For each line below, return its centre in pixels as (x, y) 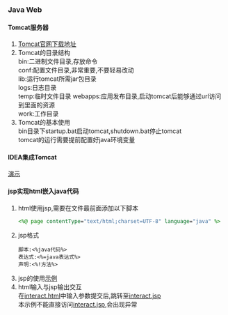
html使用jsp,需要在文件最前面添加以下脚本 (78, 208)
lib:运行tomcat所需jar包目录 (57, 79)
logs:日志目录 (37, 88)
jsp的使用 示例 (38, 278)
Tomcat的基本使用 (44, 123)
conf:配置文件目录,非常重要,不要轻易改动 (76, 70)
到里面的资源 (36, 105)
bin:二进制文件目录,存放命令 (58, 61)
